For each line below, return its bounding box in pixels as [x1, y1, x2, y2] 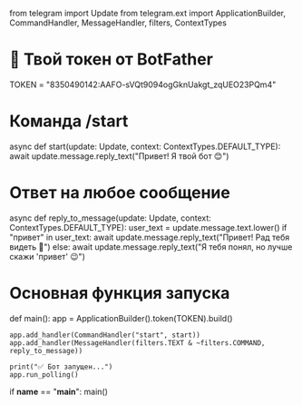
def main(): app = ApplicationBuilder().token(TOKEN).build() [9, 312, 233, 323]
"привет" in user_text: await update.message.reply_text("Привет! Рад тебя [9, 232, 290, 242]
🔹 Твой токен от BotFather [9, 49, 213, 70]
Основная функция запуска [9, 283, 230, 303]
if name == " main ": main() [9, 386, 109, 397]
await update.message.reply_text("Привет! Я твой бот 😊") [9, 150, 229, 162]
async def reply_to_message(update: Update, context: [9, 212, 211, 223]
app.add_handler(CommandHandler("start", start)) [9, 331, 201, 340]
